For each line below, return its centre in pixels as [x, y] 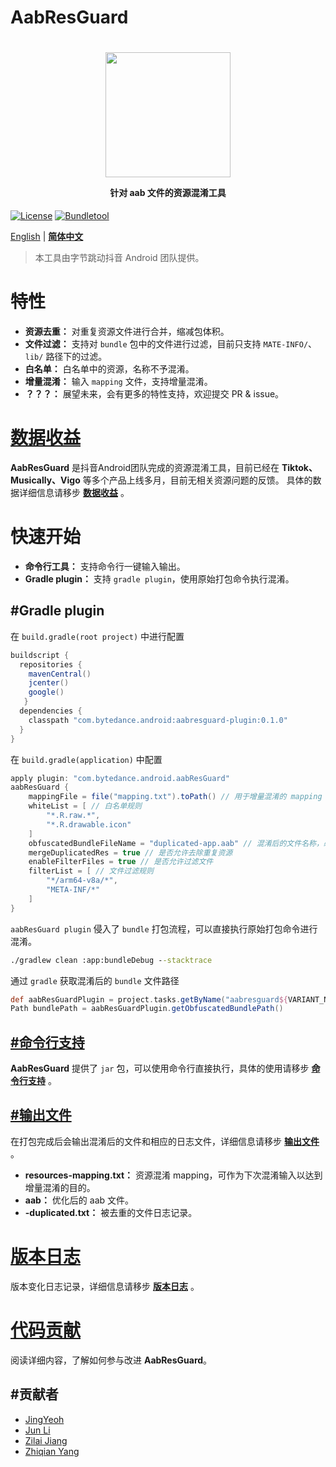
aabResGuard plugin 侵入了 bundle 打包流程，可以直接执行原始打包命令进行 [164, 928]
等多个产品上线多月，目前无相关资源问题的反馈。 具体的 [197, 480]
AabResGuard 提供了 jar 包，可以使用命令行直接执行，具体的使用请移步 [160, 1068]
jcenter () [49, 683]
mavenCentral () [60, 674]
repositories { [51, 664]
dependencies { [51, 711]
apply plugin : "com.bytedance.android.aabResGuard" [120, 778]
